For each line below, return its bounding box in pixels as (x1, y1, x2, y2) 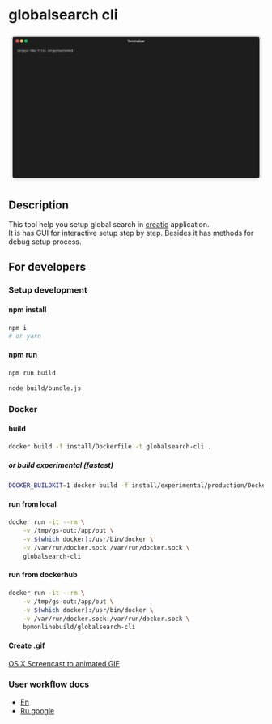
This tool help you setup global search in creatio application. (8, 220, 210, 229)
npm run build (8, 369, 57, 377)
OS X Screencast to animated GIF (8, 658, 120, 668)
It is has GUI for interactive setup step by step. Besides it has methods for (8, 229, 254, 238)
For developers (8, 260, 87, 274)
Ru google (19, 705, 55, 715)
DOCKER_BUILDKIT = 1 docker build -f (8, 482, 129, 490)
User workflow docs (8, 679, 90, 690)
